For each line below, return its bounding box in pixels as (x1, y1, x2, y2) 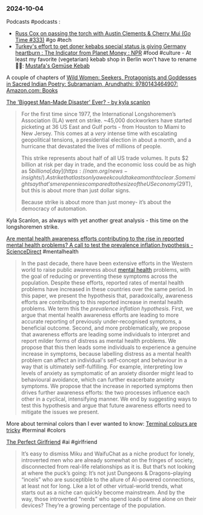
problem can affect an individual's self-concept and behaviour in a (21, 357, 187, 364)
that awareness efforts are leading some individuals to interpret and (21, 331, 191, 338)
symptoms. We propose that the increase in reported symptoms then (21, 382, 193, 390)
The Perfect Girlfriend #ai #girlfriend (6, 438, 98, 446)
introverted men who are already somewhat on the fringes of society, (21, 457, 195, 464)
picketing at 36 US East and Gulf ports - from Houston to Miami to (21, 123, 186, 131)
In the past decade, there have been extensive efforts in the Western (21, 260, 193, 267)
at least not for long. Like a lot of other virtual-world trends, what (21, 482, 183, 490)
